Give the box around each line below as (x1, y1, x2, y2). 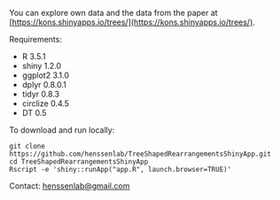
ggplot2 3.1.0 (21, 70, 69, 81)
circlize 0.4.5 (21, 98, 69, 109)
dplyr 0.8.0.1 (21, 80, 66, 89)
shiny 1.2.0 (21, 61, 62, 71)
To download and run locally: (9, 125, 115, 135)
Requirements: (9, 35, 62, 44)
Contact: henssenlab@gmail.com (9, 181, 130, 191)
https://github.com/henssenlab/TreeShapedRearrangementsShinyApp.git (9, 150, 272, 158)
